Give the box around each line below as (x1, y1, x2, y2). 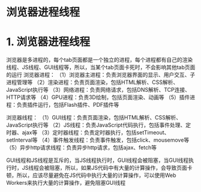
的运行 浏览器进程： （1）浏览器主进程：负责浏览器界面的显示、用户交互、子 (6, 71, 196, 79)
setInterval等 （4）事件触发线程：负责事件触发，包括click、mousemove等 (6, 136, 190, 144)
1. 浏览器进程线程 (6, 35, 91, 49)
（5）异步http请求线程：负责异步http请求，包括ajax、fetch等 (6, 144, 157, 151)
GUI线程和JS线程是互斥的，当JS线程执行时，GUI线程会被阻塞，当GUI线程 (6, 157, 189, 164)
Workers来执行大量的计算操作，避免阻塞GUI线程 (6, 179, 126, 187)
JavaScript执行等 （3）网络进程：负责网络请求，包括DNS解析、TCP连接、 (6, 86, 191, 94)
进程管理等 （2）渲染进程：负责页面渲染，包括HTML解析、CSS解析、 (6, 79, 179, 86)
